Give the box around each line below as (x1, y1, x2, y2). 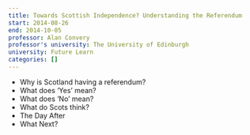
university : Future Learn (8, 48, 93, 56)
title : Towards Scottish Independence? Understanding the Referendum (8, 11, 243, 20)
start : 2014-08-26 (8, 19, 69, 27)
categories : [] (8, 56, 59, 64)
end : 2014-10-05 (8, 26, 62, 34)
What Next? (19, 119, 59, 129)
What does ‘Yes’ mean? (19, 85, 97, 95)
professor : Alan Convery (8, 33, 90, 42)
